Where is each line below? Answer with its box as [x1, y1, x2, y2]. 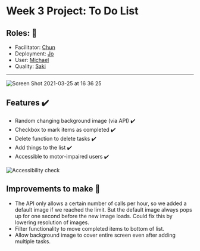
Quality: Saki [14, 63, 46, 70]
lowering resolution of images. [14, 219, 89, 226]
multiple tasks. [14, 237, 51, 245]
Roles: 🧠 [6, 28, 37, 38]
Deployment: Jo [14, 50, 54, 57]
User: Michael [14, 57, 49, 63]
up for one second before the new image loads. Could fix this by [14, 212, 173, 219]
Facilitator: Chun [14, 44, 55, 51]
